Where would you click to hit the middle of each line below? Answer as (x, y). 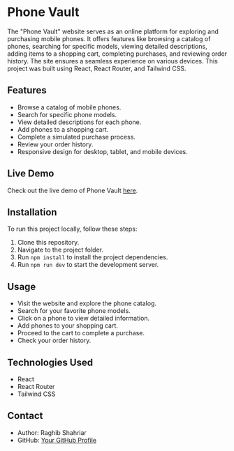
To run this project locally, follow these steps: (72, 229)
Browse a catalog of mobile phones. (69, 107)
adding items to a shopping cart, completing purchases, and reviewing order (117, 54)
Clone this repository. (48, 243)
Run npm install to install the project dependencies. (93, 257)
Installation (32, 212)
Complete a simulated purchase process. (76, 137)
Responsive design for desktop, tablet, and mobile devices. (102, 151)
